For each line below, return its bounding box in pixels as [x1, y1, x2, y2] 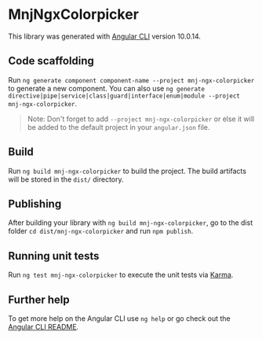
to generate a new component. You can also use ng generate [8, 83, 206, 93]
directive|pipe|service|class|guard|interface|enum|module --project [8, 92, 241, 100]
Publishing [8, 197, 62, 210]
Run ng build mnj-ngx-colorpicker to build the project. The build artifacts [8, 166, 247, 175]
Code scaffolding [8, 54, 94, 68]
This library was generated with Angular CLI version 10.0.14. [8, 31, 202, 41]
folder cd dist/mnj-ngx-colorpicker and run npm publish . [8, 227, 194, 236]
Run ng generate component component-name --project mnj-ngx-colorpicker [8, 75, 255, 84]
